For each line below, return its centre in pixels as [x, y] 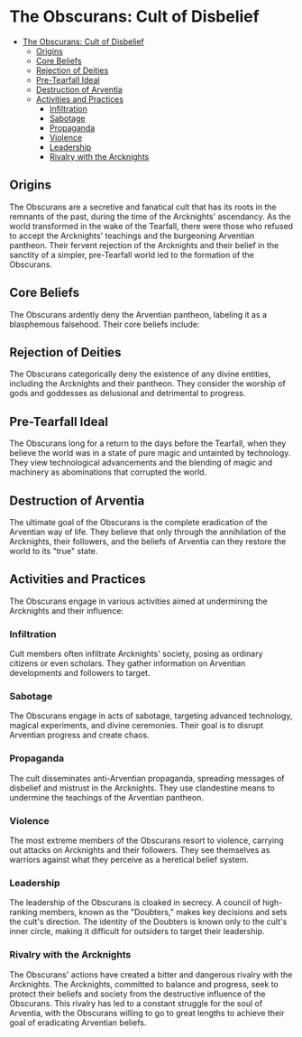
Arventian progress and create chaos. [80, 735]
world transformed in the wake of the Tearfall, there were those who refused [151, 226]
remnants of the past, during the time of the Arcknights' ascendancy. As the [150, 216]
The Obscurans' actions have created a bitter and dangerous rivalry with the [151, 974]
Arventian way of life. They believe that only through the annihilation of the [148, 532]
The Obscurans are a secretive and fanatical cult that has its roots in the [143, 207]
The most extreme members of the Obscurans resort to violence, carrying [146, 840]
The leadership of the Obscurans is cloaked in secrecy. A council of [135, 903]
